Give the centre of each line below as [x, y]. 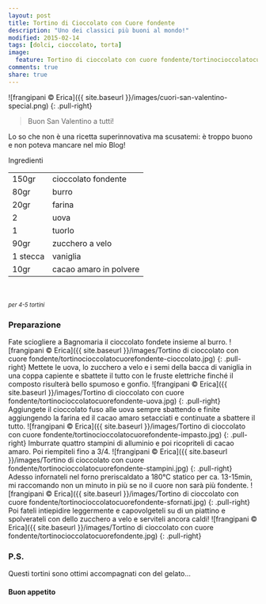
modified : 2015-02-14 [44, 38]
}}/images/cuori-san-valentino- [177, 97]
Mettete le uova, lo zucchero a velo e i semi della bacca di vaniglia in [140, 367]
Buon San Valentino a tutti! [71, 121]
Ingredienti [26, 160]
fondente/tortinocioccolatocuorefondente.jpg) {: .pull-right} [105, 536]
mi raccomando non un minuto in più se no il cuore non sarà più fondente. [129, 485]
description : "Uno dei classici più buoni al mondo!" [99, 30]
